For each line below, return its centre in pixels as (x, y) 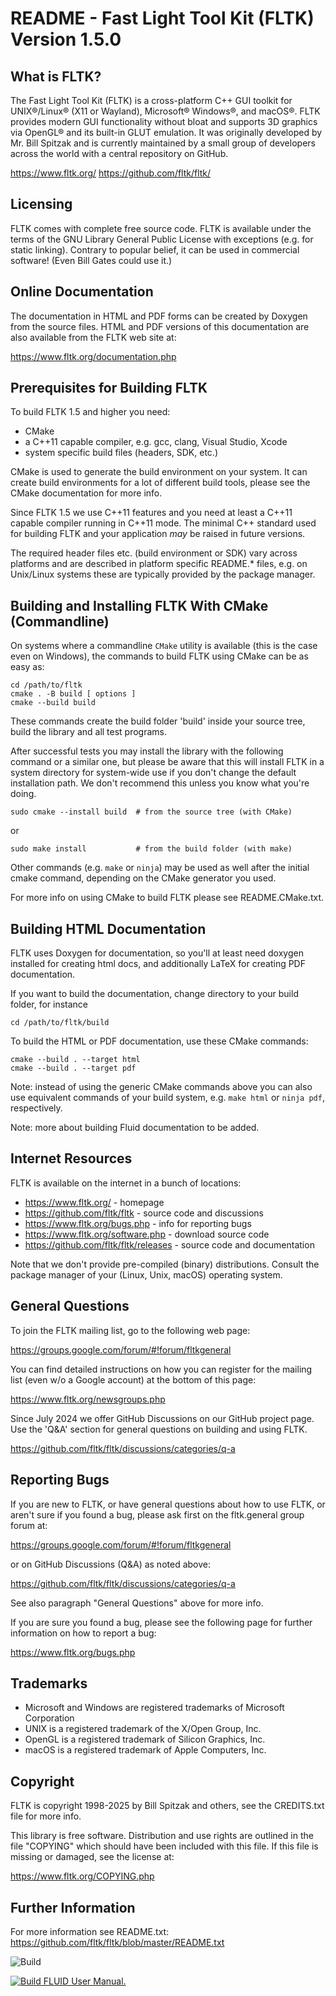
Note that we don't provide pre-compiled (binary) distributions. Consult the (165, 1264)
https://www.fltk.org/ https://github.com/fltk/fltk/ (111, 173)
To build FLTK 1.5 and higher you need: (90, 412)
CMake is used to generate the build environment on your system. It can (159, 472)
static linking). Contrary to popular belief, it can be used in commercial (155, 249)
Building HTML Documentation (108, 928)
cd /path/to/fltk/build (60, 1023)
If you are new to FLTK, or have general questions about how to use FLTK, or (168, 1504)
